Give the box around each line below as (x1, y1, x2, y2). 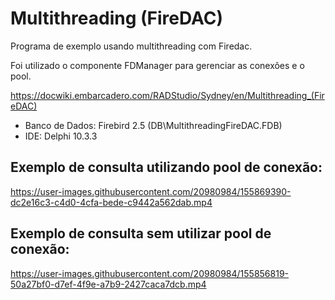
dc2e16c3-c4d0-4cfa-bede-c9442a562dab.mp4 (10, 196, 213, 208)
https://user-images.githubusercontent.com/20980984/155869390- (10, 185, 292, 197)
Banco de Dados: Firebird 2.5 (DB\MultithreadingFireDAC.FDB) (24, 119, 283, 131)
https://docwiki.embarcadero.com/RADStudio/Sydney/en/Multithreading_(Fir (10, 89, 325, 101)
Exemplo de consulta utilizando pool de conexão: (10, 159, 323, 176)
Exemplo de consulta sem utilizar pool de (10, 225, 272, 242)
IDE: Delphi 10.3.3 (24, 130, 98, 142)
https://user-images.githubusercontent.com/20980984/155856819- (10, 267, 290, 279)
